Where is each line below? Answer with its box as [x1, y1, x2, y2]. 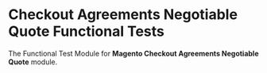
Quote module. [8, 57, 58, 67]
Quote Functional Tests [8, 22, 164, 40]
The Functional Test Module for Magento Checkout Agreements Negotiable [8, 48, 260, 58]
